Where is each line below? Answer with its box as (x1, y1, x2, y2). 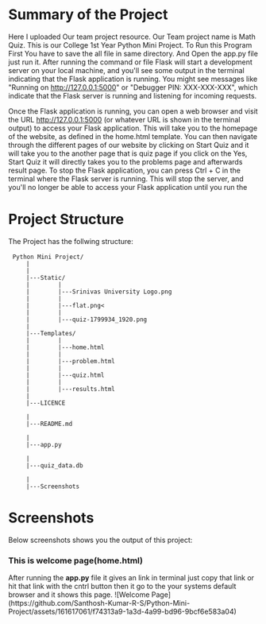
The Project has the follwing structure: (8, 236, 133, 246)
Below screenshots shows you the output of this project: (8, 535, 193, 545)
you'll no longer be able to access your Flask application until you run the (8, 182, 248, 192)
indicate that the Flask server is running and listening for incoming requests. (8, 91, 257, 100)
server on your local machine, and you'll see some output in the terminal (8, 65, 245, 75)
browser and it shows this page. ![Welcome (8, 590, 150, 599)
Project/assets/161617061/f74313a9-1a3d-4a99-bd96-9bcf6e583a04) (8, 607, 237, 617)
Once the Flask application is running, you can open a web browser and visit (8, 106, 258, 116)
